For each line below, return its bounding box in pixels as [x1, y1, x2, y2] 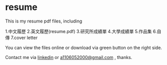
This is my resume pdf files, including [5, 18, 82, 24]
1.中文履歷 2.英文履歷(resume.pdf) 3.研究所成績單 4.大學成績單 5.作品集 [5, 28, 152, 34]
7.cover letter [10, 34, 38, 40]
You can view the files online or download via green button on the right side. [5, 44, 162, 50]
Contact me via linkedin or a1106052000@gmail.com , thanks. [5, 54, 132, 60]
